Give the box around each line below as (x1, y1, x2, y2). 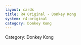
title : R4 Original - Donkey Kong (5, 12, 77, 17)
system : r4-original (5, 16, 48, 21)
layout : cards (5, 7, 35, 12)
